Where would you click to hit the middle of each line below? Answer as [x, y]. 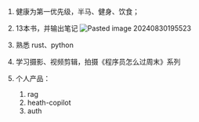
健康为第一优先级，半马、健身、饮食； [77, 11]
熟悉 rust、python [45, 45]
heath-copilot [49, 102]
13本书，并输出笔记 [47, 28]
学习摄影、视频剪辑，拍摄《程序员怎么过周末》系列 [98, 62]
